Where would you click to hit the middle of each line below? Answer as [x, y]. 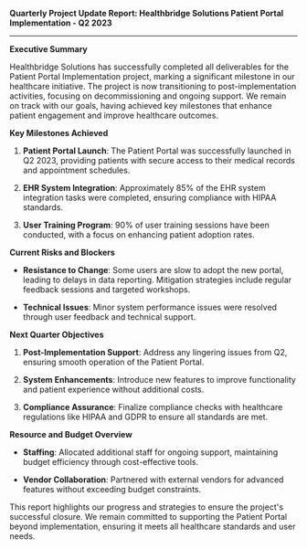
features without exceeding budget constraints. [112, 489]
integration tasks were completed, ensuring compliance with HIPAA [149, 197]
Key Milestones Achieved [59, 133]
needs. [22, 536]
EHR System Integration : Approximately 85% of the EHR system [144, 188]
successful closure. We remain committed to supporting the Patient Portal [148, 517]
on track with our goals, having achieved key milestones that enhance [141, 106]
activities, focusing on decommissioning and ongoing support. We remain [148, 96]
